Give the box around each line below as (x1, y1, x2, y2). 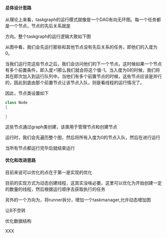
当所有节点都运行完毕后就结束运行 (5, 145, 75, 151)
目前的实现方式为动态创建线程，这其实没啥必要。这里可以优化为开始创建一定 (5, 180, 162, 186)
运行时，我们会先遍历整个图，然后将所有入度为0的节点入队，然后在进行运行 (5, 134, 161, 140)
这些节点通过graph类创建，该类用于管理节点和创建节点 (5, 124, 118, 130)
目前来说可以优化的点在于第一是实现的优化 (5, 169, 92, 175)
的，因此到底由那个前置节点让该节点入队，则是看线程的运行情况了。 (5, 80, 145, 86)
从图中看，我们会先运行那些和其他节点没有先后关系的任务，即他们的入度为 (5, 44, 158, 50)
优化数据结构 (5, 218, 31, 224)
